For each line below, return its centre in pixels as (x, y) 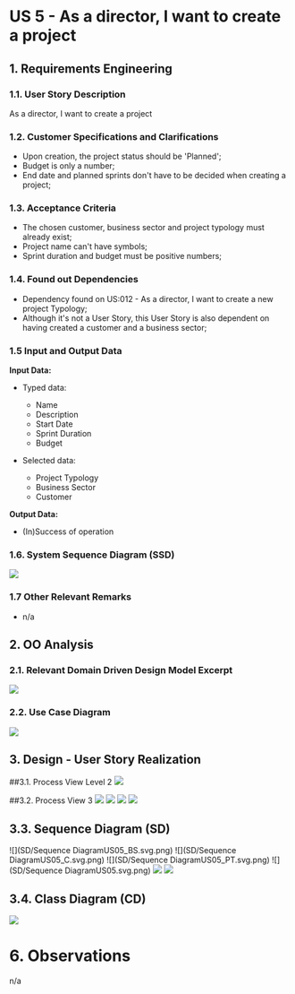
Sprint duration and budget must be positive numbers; (122, 256)
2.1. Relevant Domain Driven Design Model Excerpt (121, 670)
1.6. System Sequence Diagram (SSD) (92, 555)
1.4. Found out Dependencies (74, 280)
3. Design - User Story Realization (105, 760)
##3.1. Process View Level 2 (61, 782)
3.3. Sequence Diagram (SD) (90, 829)
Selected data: (49, 461)
